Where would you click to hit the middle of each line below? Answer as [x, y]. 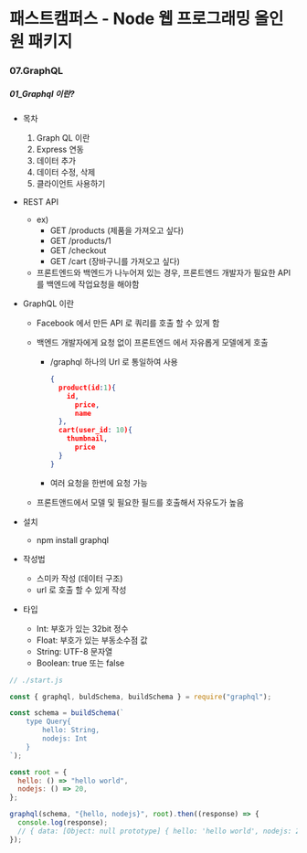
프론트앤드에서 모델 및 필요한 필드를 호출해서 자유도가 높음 [140, 502]
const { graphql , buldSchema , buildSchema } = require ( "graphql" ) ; [141, 697]
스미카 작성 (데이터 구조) [79, 578]
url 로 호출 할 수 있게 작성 [81, 590]
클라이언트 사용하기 [71, 184]
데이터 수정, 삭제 [66, 172]
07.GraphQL [37, 71]
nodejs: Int [65, 739]
